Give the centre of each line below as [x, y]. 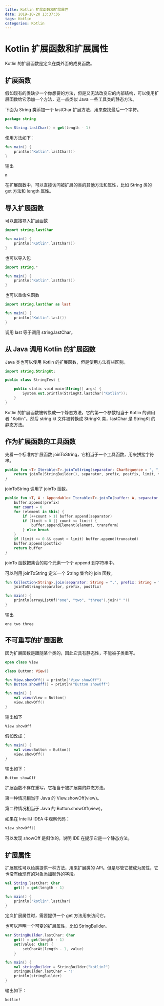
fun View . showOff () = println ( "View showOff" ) [53, 680]
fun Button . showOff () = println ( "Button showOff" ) [58, 684]
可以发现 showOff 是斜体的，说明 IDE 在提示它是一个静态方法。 [69, 838]
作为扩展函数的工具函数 [40, 442]
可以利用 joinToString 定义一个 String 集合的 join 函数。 [60, 573]
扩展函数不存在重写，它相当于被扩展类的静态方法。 [56, 788]
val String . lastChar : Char [32, 883]
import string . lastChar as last [38, 304]
